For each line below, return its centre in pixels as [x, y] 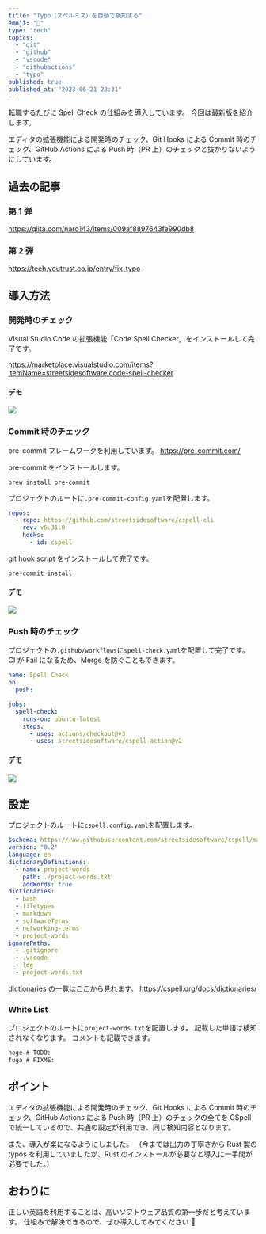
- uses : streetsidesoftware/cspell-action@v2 [105, 741]
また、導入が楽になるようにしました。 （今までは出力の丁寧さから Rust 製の [133, 1144]
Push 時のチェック [44, 632]
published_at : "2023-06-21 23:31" [65, 89]
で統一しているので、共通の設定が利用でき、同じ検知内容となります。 [122, 1127]
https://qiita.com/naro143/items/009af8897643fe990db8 [101, 229]
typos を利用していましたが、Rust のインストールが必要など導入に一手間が [131, 1154]
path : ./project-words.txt [67, 877]
